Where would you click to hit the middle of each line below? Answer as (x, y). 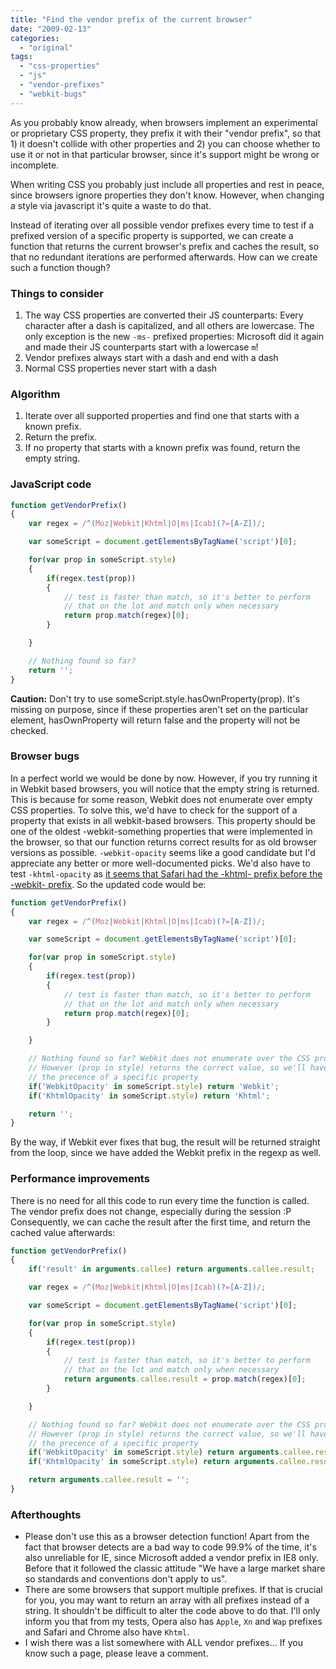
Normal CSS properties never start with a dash (121, 368)
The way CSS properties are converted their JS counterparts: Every (164, 315)
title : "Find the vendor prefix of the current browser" (131, 19)
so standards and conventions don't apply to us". (126, 1579)
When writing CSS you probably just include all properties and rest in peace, (167, 184)
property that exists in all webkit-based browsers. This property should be (163, 820)
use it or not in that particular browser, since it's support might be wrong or (165, 154)
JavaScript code (51, 484)
